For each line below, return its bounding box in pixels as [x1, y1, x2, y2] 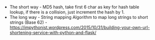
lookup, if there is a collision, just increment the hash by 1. [9, 9, 125, 15]
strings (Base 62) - [9, 19, 47, 25]
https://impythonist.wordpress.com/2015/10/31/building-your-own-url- [9, 25, 150, 30]
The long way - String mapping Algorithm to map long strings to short [9, 14, 148, 20]
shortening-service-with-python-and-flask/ [9, 30, 97, 35]
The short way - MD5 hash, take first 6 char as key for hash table [9, 4, 140, 10]
